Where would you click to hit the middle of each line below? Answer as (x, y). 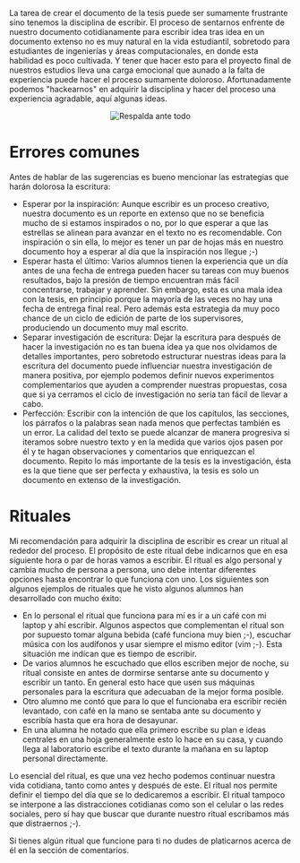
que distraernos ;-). (45, 823)
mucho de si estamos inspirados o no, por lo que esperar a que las (145, 222)
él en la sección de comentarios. (69, 850)
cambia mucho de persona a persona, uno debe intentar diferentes (133, 569)
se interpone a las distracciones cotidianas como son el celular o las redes (147, 804)
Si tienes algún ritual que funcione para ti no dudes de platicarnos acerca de (150, 841)
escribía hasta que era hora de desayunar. (100, 720)
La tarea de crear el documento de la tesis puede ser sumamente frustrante (149, 13)
